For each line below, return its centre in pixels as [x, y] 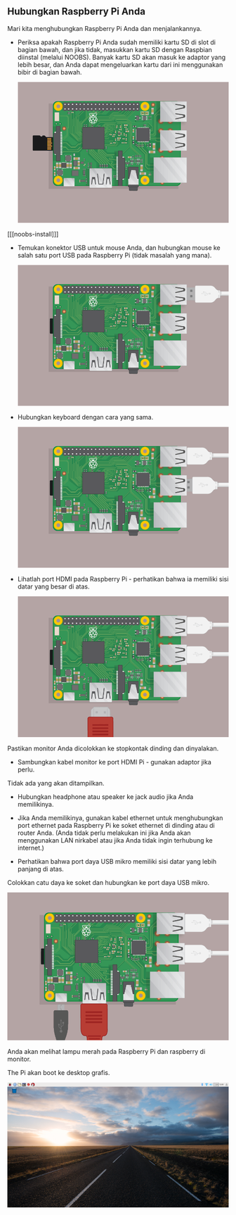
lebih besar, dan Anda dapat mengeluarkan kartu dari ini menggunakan [120, 64]
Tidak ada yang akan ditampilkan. [56, 783]
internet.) [31, 848]
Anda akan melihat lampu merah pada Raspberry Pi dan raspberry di [106, 1052]
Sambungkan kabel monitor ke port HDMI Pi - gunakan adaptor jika [114, 762]
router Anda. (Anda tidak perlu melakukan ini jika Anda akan [104, 833]
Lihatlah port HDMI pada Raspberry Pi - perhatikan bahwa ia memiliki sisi [123, 579]
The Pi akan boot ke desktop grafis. [59, 1073]
